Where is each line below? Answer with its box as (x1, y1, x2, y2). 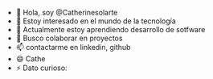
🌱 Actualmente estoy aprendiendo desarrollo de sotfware (15, 25, 206, 34)
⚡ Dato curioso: (15, 63, 68, 73)
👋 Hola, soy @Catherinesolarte (15, 8, 118, 17)
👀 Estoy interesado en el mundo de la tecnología (15, 16, 177, 26)
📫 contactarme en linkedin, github (15, 43, 131, 52)
